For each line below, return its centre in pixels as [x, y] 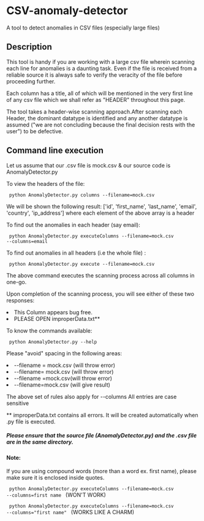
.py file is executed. [31, 422]
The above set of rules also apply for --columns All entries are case [92, 396]
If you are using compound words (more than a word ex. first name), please [102, 471]
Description [29, 47]
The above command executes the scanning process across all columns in [100, 275]
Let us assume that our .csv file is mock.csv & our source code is [89, 165]
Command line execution [55, 151]
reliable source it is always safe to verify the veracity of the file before [94, 75]
